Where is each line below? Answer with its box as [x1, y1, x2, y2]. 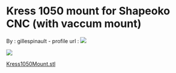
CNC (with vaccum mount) [6, 17, 142, 31]
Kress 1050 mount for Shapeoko [6, 4, 170, 18]
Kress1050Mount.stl [6, 60, 56, 67]
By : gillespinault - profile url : [6, 37, 79, 44]
